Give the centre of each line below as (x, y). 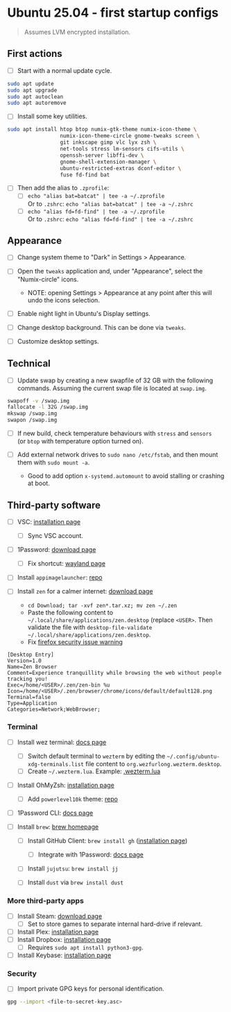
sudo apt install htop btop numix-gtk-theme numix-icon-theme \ (102, 130)
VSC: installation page (49, 522)
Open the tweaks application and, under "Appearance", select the (110, 271)
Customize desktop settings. (58, 341)
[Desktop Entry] (31, 655)
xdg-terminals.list (56, 764)
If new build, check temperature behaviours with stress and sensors (114, 433)
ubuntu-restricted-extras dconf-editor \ (121, 168)
